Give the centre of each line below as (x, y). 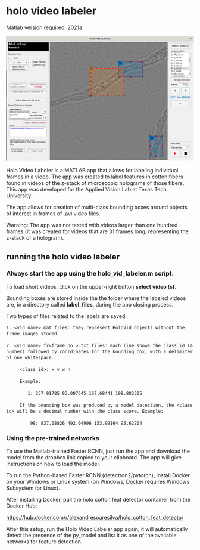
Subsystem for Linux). (33, 488)
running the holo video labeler (63, 257)
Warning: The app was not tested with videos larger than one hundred (92, 225)
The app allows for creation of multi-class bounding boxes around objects (97, 208)
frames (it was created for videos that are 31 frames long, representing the (97, 231)
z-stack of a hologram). (35, 238)
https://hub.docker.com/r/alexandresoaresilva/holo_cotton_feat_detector (95, 518)
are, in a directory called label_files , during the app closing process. (90, 304)
